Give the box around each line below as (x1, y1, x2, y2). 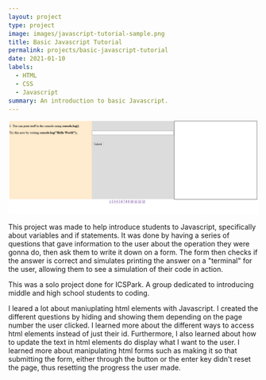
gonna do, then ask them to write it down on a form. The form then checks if (8, 247, 258, 257)
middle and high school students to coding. (8, 288, 150, 297)
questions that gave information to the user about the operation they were (8, 238, 250, 248)
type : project (8, 21, 56, 29)
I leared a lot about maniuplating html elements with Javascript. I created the (8, 303, 259, 313)
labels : (8, 64, 34, 72)
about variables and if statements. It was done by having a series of (8, 231, 230, 240)
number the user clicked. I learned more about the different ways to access (8, 320, 255, 330)
